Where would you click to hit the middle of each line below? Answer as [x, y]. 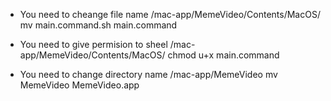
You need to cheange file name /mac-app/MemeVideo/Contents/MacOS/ [170, 14]
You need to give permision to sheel [93, 44]
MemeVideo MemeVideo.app [79, 85]
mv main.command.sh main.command [98, 25]
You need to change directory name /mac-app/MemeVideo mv [148, 74]
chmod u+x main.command [223, 55]
